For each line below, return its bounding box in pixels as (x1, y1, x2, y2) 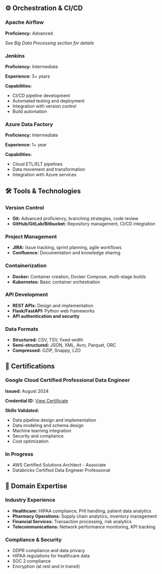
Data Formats (5, 326, 39, 333)
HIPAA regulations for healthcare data (12, 553, 90, 559)
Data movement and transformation (12, 166, 85, 172)
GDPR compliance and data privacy (12, 548, 85, 554)
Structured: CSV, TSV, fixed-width (12, 337, 83, 343)
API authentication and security (12, 313, 80, 319)
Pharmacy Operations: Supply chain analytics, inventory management (12, 513, 158, 519)
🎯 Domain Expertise (5, 481, 68, 490)
